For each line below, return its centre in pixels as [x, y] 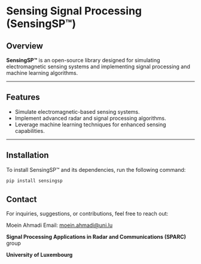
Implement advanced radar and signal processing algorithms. [90, 118]
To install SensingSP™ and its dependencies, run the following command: [96, 169]
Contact [22, 199]
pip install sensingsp [34, 181]
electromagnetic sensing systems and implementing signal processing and [98, 66]
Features [23, 97]
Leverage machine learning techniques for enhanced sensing [90, 125]
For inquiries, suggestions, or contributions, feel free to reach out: [87, 214]
